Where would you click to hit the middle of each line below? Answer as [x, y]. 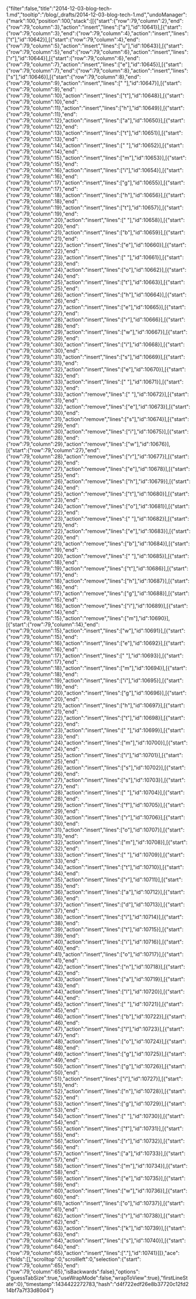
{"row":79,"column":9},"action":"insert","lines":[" [64, 83]
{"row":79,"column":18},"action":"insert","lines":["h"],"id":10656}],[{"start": [96, 195]
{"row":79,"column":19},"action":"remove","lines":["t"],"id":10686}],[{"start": [97, 568]
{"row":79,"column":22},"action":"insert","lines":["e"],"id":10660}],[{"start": [96, 245]
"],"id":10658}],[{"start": [156, 220]
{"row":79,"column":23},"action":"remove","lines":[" [68, 519]
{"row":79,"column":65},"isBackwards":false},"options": [73, 1271]
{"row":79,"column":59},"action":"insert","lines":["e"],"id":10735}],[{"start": [96, 1178]
